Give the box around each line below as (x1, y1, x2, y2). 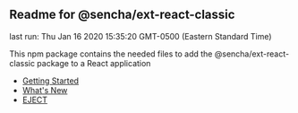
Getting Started (21, 75, 79, 86)
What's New (21, 84, 68, 95)
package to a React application (37, 57, 151, 68)
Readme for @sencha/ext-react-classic (9, 7, 235, 22)
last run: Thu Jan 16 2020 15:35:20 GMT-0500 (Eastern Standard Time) (9, 30, 272, 41)
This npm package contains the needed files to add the (9, 48, 213, 59)
